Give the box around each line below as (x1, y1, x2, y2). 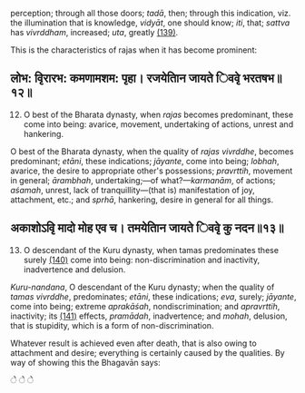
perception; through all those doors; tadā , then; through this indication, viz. (10, 8, 291, 18)
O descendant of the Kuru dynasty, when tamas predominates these (23, 244, 280, 255)
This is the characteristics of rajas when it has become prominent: (10, 44, 258, 55)
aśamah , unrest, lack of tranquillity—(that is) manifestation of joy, (10, 184, 255, 195)
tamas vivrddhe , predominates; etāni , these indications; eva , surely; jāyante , (10, 290, 297, 302)
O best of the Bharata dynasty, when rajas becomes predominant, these (23, 109, 294, 120)
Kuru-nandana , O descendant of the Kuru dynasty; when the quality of (10, 281, 275, 292)
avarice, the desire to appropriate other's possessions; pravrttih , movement (10, 165, 293, 176)
